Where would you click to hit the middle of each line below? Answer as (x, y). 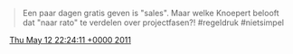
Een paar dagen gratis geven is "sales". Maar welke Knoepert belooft (151, 13)
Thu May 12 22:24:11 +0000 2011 (70, 40)
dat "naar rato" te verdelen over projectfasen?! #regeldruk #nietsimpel (153, 22)
